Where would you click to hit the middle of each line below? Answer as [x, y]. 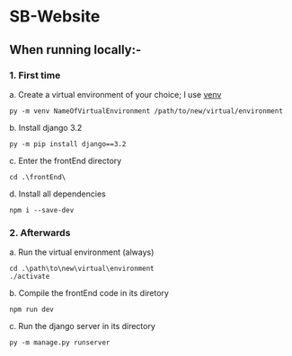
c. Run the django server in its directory [82, 326]
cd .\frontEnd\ [38, 177]
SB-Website [55, 17]
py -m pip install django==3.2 [68, 144]
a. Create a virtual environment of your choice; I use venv [115, 94]
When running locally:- [75, 50]
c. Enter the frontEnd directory [66, 161]
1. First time [35, 75]
